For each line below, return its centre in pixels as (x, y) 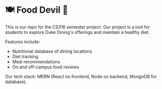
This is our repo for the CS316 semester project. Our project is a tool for (78, 27)
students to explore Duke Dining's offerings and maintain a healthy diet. (77, 32)
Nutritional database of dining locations (52, 51)
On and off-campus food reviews (46, 67)
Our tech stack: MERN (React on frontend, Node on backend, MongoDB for (81, 76)
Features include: (23, 42)
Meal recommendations (36, 61)
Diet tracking (25, 56)
